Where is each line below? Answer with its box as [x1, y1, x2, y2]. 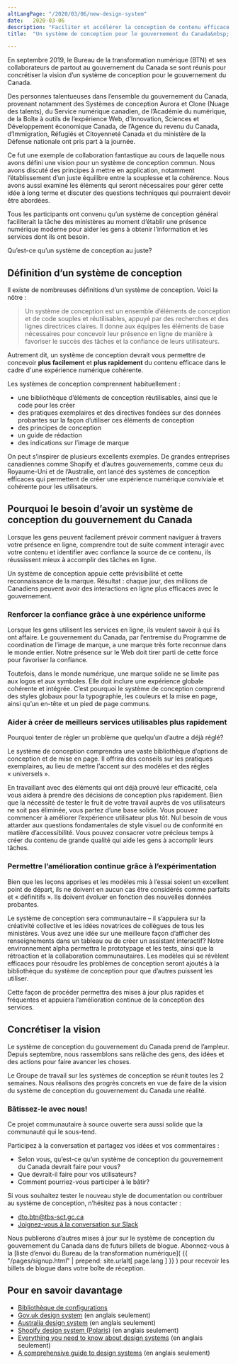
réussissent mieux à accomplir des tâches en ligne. [7, 555, 157, 564]
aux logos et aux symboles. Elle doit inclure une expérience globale [7, 677, 204, 686]
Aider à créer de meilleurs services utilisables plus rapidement [7, 717, 227, 727]
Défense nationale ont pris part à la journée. [7, 138, 136, 146]
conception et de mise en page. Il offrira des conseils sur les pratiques [7, 754, 213, 763]
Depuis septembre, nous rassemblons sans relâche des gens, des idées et [7, 1050, 225, 1058]
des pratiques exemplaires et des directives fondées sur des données [17, 408, 221, 417]
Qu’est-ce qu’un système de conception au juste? [7, 246, 152, 255]
